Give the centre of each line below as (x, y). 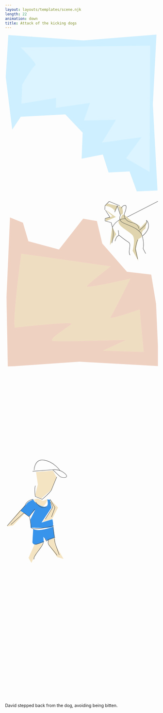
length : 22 (16, 14)
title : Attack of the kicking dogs (41, 23)
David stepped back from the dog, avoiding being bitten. (61, 706)
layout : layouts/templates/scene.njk (43, 9)
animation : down (21, 18)
